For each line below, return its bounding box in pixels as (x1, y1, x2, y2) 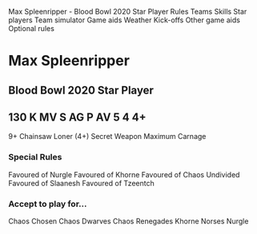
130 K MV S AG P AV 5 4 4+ (8, 110, 147, 124)
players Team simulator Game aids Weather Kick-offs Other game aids (8, 15, 240, 25)
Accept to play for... (8, 198, 87, 209)
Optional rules (8, 24, 54, 33)
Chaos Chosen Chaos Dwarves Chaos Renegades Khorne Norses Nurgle (8, 216, 249, 226)
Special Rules (8, 152, 62, 163)
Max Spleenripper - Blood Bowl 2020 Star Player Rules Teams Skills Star (8, 7, 247, 16)
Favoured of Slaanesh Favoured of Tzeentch (8, 178, 155, 188)
